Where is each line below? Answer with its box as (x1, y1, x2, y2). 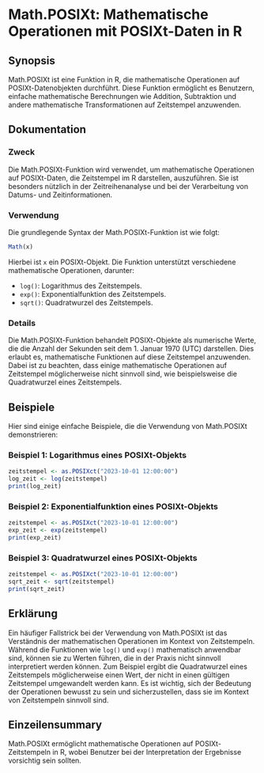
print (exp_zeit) (8, 533, 62, 541)
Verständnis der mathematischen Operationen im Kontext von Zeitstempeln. (8, 636, 255, 646)
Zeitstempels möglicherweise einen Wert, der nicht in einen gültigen (8, 670, 230, 680)
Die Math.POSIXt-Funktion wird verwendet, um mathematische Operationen (8, 165, 255, 174)
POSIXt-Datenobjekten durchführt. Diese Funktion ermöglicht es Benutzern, (8, 83, 255, 93)
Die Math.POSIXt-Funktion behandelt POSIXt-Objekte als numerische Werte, (8, 335, 257, 345)
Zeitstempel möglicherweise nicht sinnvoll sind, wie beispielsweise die (8, 369, 237, 379)
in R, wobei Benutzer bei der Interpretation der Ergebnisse (52, 748, 242, 757)
